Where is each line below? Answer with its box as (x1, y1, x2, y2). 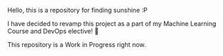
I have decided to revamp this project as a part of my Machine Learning (7, 20, 217, 27)
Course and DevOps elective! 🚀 (7, 27, 99, 35)
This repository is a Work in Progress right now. (7, 41, 146, 48)
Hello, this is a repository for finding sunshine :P (7, 6, 148, 14)
